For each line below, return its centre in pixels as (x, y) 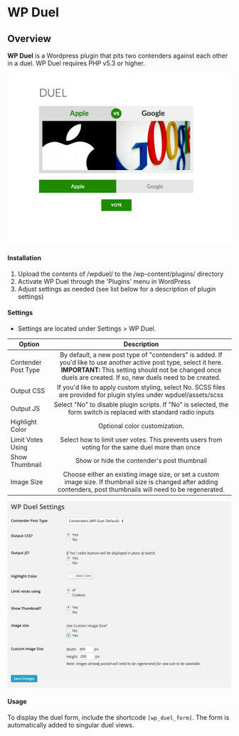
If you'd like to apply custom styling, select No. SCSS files (141, 387)
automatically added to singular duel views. (71, 725)
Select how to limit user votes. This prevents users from (141, 439)
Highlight (23, 422)
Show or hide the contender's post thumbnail (141, 461)
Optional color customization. (141, 426)
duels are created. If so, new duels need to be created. (141, 377)
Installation (24, 257)
